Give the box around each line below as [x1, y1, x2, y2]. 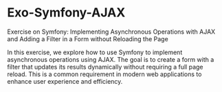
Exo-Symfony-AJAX [7, 5, 126, 21]
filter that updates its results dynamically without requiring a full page [7, 62, 204, 71]
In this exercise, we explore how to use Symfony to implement [7, 48, 183, 56]
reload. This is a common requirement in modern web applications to [7, 70, 202, 78]
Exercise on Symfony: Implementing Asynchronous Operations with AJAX [7, 27, 216, 36]
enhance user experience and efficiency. [7, 77, 123, 85]
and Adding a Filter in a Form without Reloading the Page [7, 34, 168, 43]
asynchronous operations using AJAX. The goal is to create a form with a [7, 55, 214, 63]
